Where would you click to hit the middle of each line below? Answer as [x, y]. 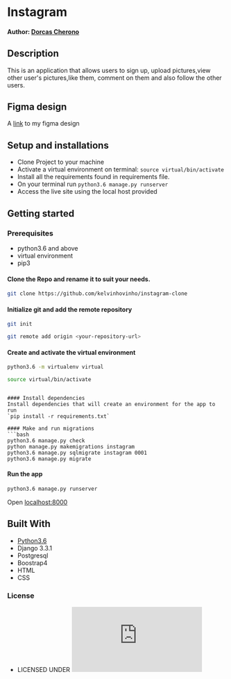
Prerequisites [30, 233]
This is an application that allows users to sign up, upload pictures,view [109, 70]
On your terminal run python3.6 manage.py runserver [93, 184]
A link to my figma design [43, 124]
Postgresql [33, 555]
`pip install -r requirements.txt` [59, 416]
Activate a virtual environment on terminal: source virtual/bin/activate [120, 169]
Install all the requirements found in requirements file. [93, 177]
